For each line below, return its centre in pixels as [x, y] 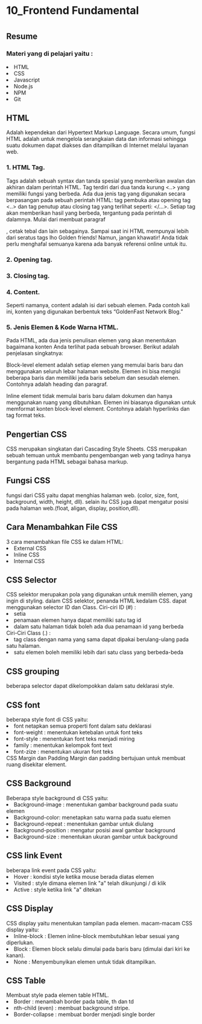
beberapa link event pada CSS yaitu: [52, 870]
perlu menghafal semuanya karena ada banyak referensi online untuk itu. [97, 244]
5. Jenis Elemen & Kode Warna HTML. [62, 327]
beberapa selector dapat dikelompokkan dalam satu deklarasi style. [90, 686]
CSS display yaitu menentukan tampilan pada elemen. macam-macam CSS [99, 923]
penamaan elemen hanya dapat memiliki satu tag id [78, 620]
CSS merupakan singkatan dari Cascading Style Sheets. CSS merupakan [96, 449]
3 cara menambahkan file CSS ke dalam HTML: [65, 541]
